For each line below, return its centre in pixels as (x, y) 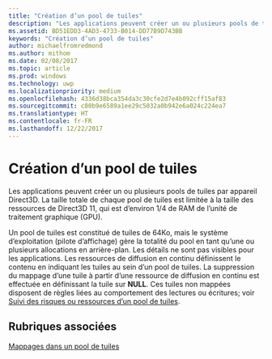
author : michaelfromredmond (56, 46)
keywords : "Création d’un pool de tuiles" (81, 38)
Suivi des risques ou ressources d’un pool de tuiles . (94, 301)
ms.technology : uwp (41, 83)
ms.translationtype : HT (49, 114)
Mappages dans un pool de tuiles (64, 346)
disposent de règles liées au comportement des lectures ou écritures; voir (132, 293)
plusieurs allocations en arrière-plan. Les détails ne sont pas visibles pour (132, 249)
